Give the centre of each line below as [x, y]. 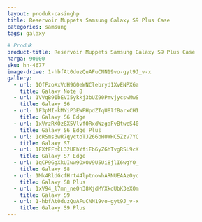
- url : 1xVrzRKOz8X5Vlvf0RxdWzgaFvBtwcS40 [76, 124]
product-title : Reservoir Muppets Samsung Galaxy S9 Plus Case [101, 52]
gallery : [20, 78]
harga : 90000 [26, 59]
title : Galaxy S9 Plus [53, 208]
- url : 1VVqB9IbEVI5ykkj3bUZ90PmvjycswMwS [76, 98]
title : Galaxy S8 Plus [53, 182]
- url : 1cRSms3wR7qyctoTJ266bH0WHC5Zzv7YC [76, 137]
